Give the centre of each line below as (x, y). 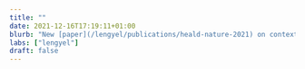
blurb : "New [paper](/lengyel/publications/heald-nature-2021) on (138, 34)
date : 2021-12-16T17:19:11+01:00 (73, 26)
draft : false (34, 51)
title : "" (28, 17)
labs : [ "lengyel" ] (44, 43)
